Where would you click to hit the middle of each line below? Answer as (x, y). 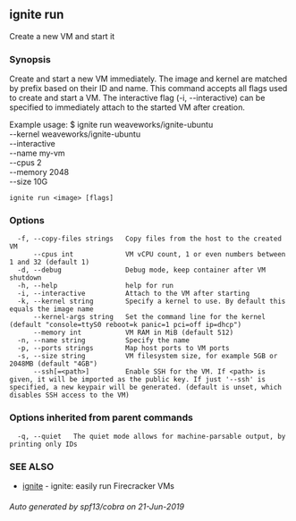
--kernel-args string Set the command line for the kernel (149, 317)
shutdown (25, 278)
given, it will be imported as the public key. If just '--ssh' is (138, 380)
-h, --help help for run (96, 286)
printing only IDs (43, 444)
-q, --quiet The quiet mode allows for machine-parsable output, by (152, 436)
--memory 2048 (39, 172)
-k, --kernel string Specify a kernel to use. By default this (152, 302)
